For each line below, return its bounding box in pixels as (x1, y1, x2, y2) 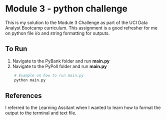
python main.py (14, 77, 46, 82)
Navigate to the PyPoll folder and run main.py (12, 63, 107, 69)
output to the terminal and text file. (5, 110, 76, 116)
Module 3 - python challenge (5, 3, 127, 14)
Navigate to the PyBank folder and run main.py (12, 58, 110, 64)
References (5, 91, 42, 100)
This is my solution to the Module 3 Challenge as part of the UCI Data (5, 19, 148, 25)
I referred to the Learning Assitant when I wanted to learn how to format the (5, 104, 161, 110)
